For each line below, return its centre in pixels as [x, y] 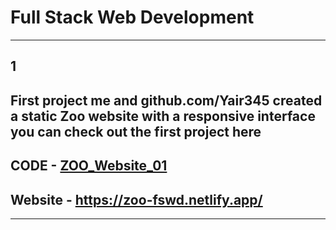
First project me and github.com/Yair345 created [166, 100]
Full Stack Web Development [132, 17]
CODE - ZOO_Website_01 [89, 166]
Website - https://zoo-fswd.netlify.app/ [136, 199]
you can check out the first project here [136, 131]
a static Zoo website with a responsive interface [163, 116]
